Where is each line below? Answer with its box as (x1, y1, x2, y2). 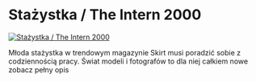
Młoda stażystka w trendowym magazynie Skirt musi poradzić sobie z (8, 47, 241, 57)
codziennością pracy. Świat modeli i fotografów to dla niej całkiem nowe (8, 56, 249, 66)
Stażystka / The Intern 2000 (8, 6, 202, 24)
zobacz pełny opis (8, 64, 69, 74)
